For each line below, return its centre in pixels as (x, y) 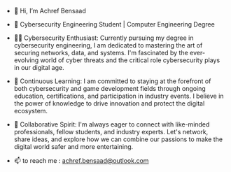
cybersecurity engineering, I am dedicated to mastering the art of (108, 45)
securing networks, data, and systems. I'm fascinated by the (101, 53)
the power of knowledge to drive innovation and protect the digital (109, 103)
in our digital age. (39, 67)
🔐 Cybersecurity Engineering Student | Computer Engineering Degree (114, 24)
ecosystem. (30, 111)
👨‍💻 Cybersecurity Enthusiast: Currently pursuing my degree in (104, 38)
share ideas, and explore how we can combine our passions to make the (118, 139)
